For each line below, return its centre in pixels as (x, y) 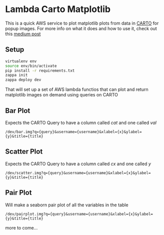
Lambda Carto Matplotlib (58, 9)
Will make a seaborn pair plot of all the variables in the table (67, 205)
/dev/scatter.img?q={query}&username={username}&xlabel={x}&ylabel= (78, 173)
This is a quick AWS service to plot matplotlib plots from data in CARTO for (82, 23)
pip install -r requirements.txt (40, 71)
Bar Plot (18, 111)
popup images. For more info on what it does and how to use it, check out (81, 28)
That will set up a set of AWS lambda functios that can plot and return (77, 89)
